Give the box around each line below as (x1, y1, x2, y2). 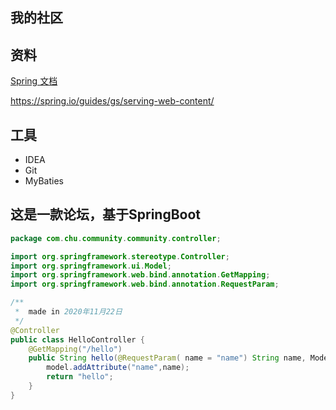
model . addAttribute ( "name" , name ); (46, 363, 190, 373)
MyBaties (24, 175, 64, 187)
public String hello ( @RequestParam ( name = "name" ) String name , (28, 353, 307, 363)
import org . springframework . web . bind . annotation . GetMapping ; (10, 270, 271, 280)
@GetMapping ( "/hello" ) (28, 344, 123, 354)
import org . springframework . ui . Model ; (10, 261, 172, 271)
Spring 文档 (10, 75, 58, 87)
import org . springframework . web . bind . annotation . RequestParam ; (10, 279, 280, 290)
